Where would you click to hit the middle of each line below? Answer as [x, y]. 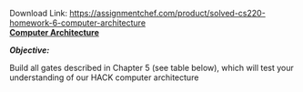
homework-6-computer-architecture [78, 23]
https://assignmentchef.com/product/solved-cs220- [167, 13]
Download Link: [39, 13]
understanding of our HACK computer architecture [104, 77]
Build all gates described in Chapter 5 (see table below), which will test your [151, 68]
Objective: [30, 50]
